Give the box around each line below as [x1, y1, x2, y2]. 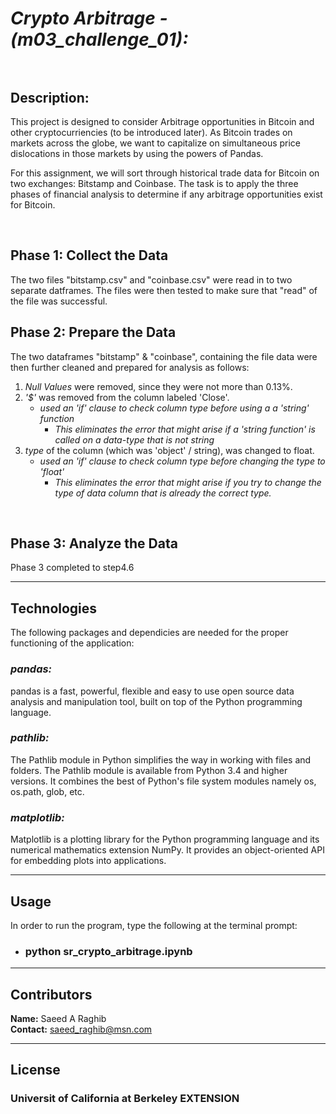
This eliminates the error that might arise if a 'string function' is [54, 423, 316, 435]
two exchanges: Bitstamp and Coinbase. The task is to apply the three [10, 178, 299, 189]
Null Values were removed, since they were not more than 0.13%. [24, 380, 293, 392]
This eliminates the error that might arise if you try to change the [54, 476, 322, 488]
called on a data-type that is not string [54, 433, 215, 446]
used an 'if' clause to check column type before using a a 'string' [39, 402, 310, 414]
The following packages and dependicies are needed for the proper [10, 627, 289, 639]
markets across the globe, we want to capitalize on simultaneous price [10, 137, 302, 149]
